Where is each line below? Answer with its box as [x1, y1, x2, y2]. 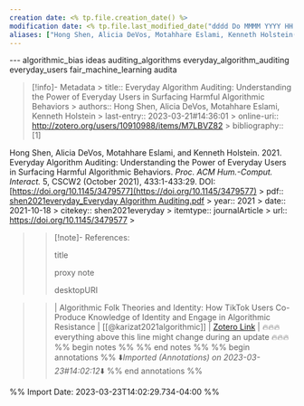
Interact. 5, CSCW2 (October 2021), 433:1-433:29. [9, 176, 197, 187]
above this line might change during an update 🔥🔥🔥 [96, 332, 290, 343]
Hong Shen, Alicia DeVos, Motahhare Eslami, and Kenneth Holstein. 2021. [9, 147, 282, 158]
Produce [53, 312, 86, 323]
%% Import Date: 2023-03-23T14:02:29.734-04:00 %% [9, 386, 220, 398]
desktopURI [53, 285, 98, 296]
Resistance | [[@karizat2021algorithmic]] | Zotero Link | [53, 322, 261, 333]
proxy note [53, 268, 95, 279]
